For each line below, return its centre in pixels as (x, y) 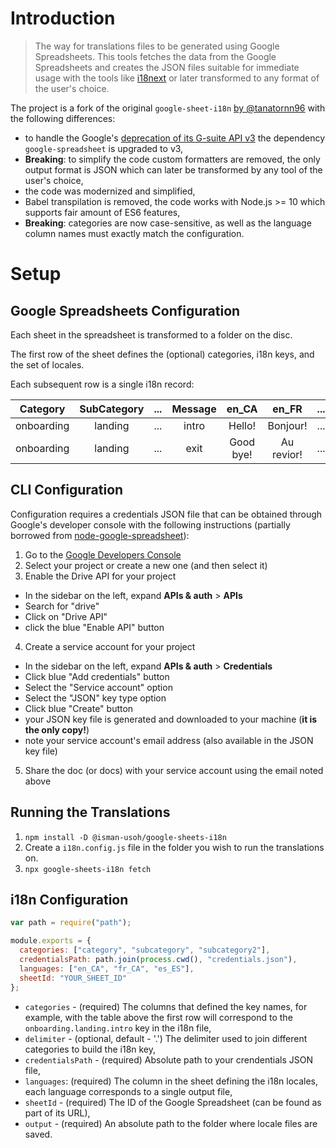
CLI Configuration (67, 490)
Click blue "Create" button (79, 708)
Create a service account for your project (110, 646)
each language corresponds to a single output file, (128, 1091)
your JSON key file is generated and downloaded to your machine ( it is (171, 719)
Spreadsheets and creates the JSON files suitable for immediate (167, 67)
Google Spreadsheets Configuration (125, 310)
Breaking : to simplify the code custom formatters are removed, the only (172, 159)
